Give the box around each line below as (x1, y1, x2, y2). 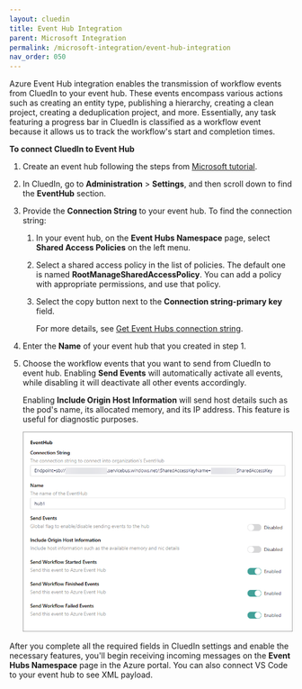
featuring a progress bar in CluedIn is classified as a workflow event (9, 117, 262, 128)
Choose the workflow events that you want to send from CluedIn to (22, 358, 271, 369)
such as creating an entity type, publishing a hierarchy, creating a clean (9, 97, 274, 108)
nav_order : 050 (9, 52, 67, 62)
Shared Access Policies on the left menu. (35, 242, 191, 253)
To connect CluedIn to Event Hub (9, 144, 135, 155)
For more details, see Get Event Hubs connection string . (35, 323, 244, 334)
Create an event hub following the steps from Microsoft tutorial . (22, 161, 258, 172)
